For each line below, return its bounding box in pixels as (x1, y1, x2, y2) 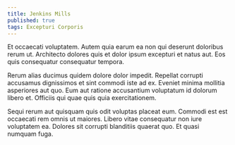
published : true (7, 17, 55, 24)
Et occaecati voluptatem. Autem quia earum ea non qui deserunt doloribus (7, 43, 224, 51)
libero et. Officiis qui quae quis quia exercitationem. (7, 94, 157, 102)
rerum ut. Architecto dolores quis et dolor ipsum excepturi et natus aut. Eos (7, 50, 226, 58)
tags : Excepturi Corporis (7, 23, 83, 30)
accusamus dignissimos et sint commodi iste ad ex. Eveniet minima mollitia (7, 79, 225, 87)
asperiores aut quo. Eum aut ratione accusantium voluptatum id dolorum (7, 86, 217, 95)
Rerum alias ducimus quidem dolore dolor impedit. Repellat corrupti (7, 71, 203, 80)
